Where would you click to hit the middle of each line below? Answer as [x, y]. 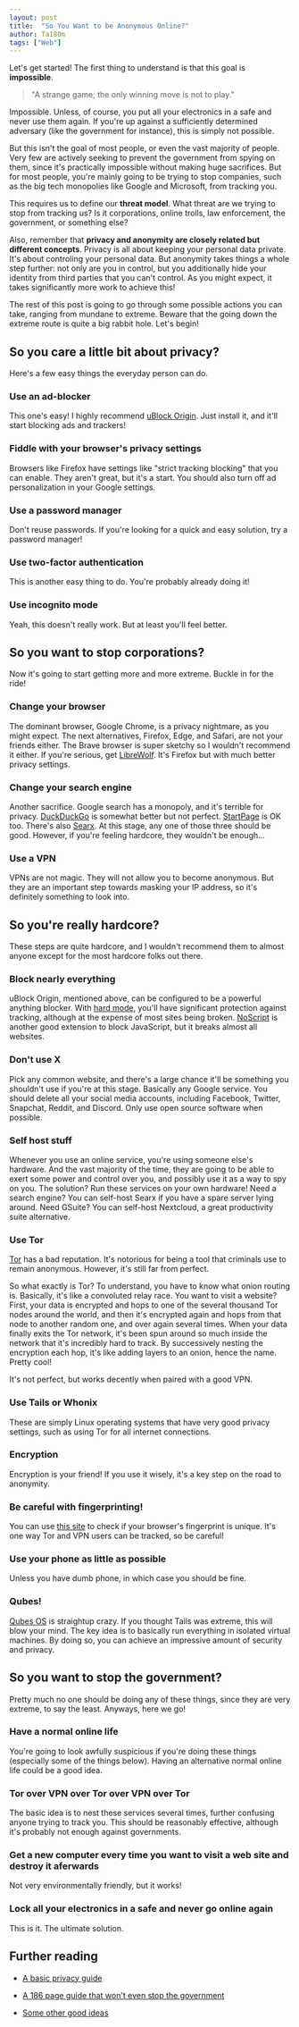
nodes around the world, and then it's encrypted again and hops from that [145, 1315]
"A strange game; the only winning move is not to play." [133, 95]
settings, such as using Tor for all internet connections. [110, 1432]
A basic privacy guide [62, 1978]
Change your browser [58, 707]
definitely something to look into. [70, 897]
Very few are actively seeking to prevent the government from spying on [142, 158]
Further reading [54, 1957]
